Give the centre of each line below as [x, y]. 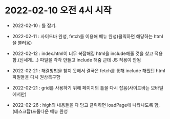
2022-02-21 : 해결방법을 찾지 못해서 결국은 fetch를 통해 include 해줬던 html [89, 70]
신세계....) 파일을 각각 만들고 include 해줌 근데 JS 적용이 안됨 [80, 59]
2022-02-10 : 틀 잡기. [34, 25]
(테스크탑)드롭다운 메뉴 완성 [40, 111]
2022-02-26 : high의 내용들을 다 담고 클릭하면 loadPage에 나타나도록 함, [86, 105]
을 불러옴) [22, 42]
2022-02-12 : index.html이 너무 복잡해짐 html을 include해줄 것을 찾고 [83, 53]
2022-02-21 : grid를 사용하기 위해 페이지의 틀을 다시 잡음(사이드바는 [81, 87]
